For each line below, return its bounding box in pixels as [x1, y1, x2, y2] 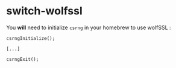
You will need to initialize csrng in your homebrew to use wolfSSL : [6, 24, 171, 31]
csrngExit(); [6, 56, 39, 62]
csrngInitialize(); [6, 35, 55, 41]
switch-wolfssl [6, 4, 83, 18]
